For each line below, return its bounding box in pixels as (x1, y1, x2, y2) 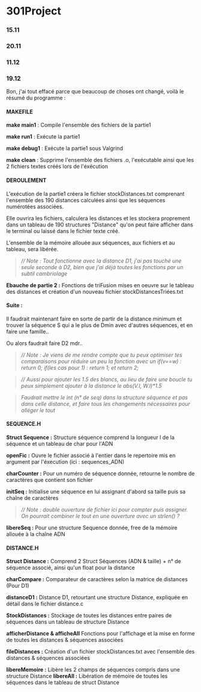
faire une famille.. (6, 328, 49, 335)
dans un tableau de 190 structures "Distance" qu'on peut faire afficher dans (6, 221, 193, 228)
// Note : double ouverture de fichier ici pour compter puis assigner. (20, 506, 188, 513)
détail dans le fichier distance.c (6, 600, 84, 608)
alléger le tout (20, 407, 56, 414)
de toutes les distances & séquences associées (6, 637, 124, 644)
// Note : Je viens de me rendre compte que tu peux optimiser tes (20, 351, 183, 358)
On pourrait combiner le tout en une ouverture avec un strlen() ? (20, 513, 180, 520)
